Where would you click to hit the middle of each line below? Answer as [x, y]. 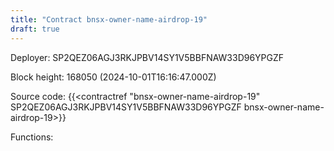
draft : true [35, 29]
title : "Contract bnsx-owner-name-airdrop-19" [109, 19]
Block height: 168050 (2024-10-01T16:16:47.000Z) [113, 77]
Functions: [32, 137]
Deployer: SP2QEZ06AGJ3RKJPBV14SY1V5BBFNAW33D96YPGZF [147, 57]
